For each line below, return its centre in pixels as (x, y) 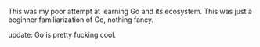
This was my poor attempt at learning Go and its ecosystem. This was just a (130, 11)
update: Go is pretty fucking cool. (62, 35)
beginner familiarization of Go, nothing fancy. (81, 20)
